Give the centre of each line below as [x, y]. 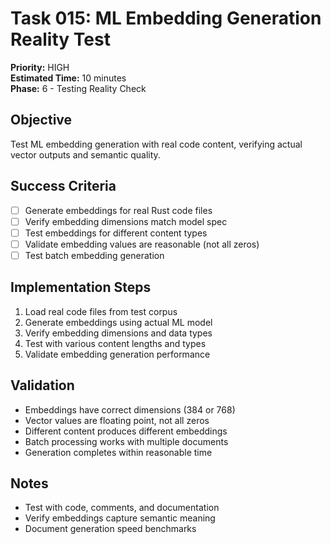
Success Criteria [63, 186]
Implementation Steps [81, 287]
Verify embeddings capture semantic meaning [120, 518]
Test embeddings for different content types [116, 233]
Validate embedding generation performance [117, 354]
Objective [41, 120]
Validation [42, 385]
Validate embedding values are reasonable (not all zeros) [142, 244]
